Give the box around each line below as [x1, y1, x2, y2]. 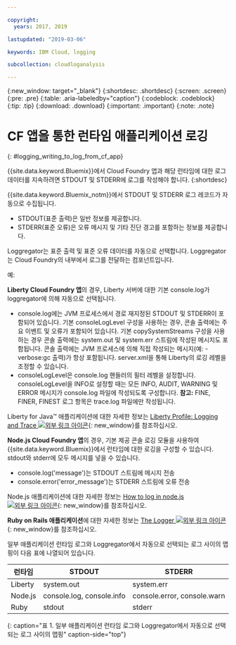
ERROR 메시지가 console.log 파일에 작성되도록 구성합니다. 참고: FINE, [17, 389, 211, 397]
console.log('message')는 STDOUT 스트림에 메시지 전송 [17, 469, 176, 477]
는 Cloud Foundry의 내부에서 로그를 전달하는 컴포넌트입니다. [7, 256, 174, 264]
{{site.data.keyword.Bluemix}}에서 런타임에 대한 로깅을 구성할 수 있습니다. [7, 445, 214, 453]
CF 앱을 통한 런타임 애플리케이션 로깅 [7, 128, 209, 144]
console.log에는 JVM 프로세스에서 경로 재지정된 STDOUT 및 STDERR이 [17, 309, 217, 318]
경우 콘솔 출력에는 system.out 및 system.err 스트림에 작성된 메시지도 [30, 336, 221, 344]
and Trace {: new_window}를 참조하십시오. [7, 421, 178, 430]
